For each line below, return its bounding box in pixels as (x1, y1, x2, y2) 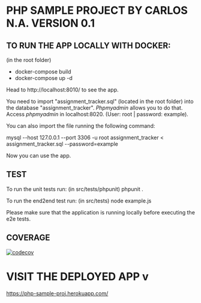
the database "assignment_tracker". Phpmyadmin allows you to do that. (6, 104, 183, 111)
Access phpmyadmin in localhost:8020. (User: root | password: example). (6, 111, 189, 117)
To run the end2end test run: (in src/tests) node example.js (6, 197, 152, 204)
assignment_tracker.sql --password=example (6, 140, 118, 148)
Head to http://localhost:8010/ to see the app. (6, 86, 119, 93)
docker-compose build (14, 68, 71, 75)
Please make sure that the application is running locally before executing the (6, 208, 195, 216)
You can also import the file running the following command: (6, 122, 155, 130)
